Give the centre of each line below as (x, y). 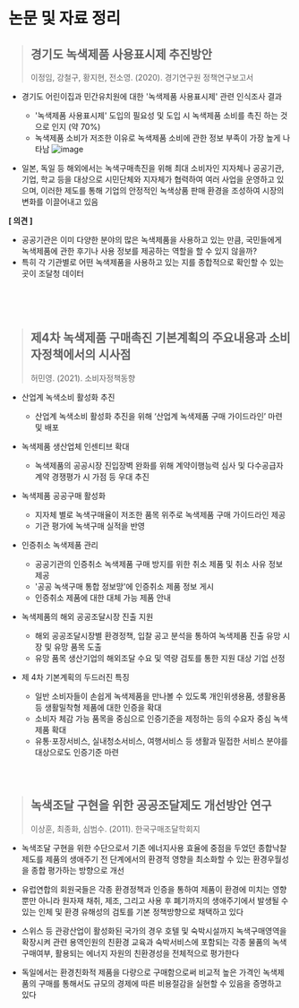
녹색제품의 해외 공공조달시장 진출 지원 (87, 616)
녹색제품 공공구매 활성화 (64, 495)
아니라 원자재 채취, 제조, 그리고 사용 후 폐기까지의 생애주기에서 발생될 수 (163, 900)
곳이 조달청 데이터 (52, 273)
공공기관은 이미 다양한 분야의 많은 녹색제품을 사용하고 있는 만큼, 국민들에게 (152, 240)
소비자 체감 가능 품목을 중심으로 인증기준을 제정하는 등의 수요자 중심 (153, 719)
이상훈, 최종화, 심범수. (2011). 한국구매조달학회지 (115, 829)
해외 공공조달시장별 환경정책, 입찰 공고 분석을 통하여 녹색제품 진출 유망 (158, 635)
